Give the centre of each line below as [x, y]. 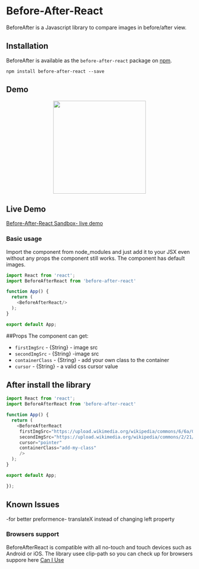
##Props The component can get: [47, 336]
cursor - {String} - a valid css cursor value [66, 366]
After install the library [49, 385]
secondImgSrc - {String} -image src [57, 353]
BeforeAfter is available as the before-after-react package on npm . [89, 60]
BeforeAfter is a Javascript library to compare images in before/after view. [96, 27]
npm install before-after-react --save [55, 71]
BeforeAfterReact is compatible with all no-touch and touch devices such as [99, 547]
